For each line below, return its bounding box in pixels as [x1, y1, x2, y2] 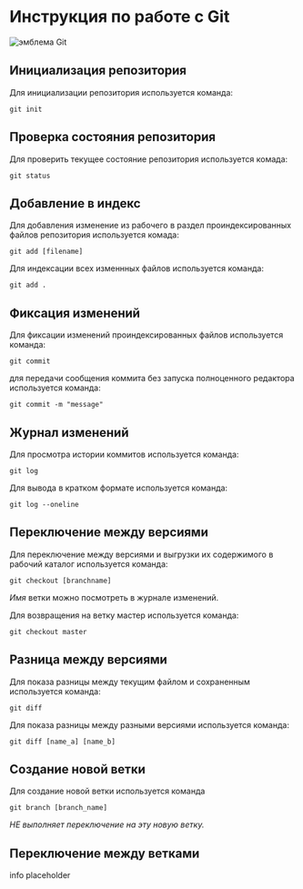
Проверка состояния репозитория [9, 129, 217, 145]
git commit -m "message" [9, 400, 104, 409]
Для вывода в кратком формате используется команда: [9, 482, 228, 493]
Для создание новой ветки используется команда [9, 785, 206, 797]
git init [9, 105, 43, 114]
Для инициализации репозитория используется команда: [9, 86, 234, 97]
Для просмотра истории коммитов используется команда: [9, 449, 239, 460]
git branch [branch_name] [9, 803, 107, 813]
